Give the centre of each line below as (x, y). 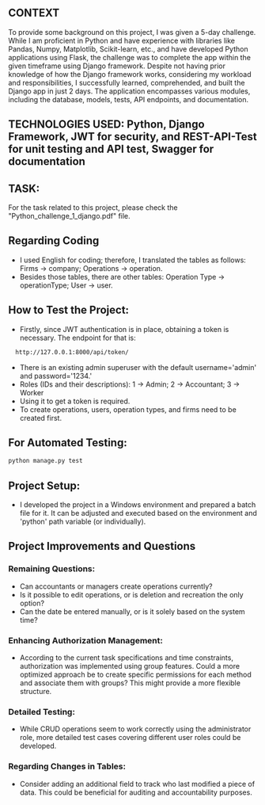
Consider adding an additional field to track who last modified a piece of (137, 784)
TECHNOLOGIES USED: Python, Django (106, 125)
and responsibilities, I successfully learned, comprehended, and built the (127, 82)
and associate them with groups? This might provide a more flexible (130, 683)
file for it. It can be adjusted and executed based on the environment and (138, 513)
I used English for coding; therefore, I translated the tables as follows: (133, 260)
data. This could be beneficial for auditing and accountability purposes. (136, 792)
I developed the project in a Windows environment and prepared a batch (138, 505)
